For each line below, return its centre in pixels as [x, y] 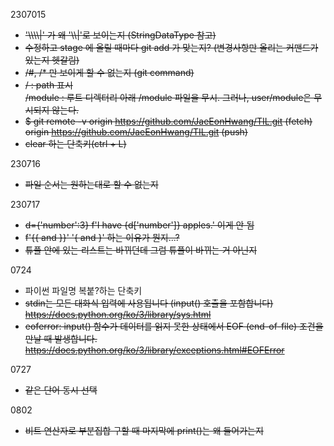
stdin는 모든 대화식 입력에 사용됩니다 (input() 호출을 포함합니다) [149, 303]
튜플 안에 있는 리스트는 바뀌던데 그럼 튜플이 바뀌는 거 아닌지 [141, 250]
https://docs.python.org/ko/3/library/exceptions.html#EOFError [154, 350]
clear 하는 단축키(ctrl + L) [75, 143]
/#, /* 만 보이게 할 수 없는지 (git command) [109, 72]
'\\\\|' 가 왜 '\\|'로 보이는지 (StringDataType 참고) [120, 35]
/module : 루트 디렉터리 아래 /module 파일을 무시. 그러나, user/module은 [168, 97]
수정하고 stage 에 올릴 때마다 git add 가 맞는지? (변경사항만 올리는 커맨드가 [171, 47]
